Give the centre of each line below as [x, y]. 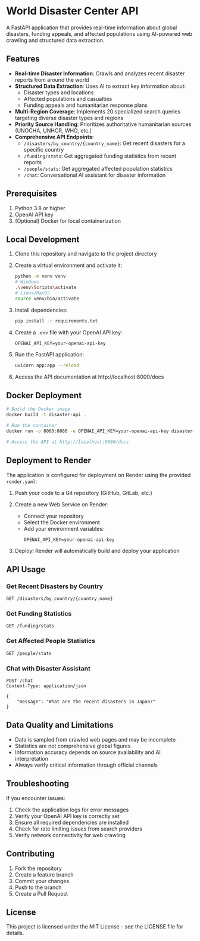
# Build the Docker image [38, 409]
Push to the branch [38, 887]
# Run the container [32, 426]
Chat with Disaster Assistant [48, 668]
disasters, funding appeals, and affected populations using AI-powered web [99, 33]
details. [15, 933]
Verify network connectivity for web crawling [70, 835]
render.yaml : [22, 481]
